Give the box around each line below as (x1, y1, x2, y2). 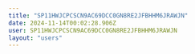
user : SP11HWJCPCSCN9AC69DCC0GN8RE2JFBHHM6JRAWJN (8, 26, 178, 34)
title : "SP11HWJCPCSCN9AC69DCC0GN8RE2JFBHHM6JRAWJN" (8, 11, 189, 20)
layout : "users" (8, 33, 63, 42)
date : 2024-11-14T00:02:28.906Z (8, 19, 116, 27)
